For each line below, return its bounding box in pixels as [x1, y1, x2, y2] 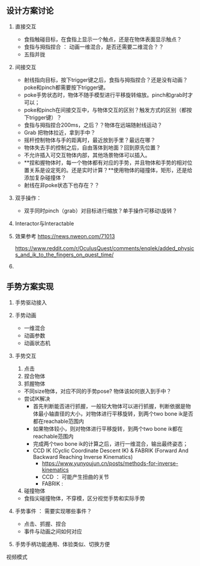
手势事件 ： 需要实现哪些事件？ [14, 507, 92, 514]
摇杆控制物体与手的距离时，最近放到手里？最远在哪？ [23, 136, 156, 143]
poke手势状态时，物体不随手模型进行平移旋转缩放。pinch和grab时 [23, 91, 188, 98]
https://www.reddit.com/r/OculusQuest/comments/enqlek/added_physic [14, 244, 195, 251]
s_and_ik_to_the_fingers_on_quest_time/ [14, 251, 114, 258]
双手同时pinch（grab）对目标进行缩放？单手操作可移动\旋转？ [23, 207, 178, 214]
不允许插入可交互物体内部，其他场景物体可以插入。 [23, 151, 151, 158]
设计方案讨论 [6, 5, 54, 16]
